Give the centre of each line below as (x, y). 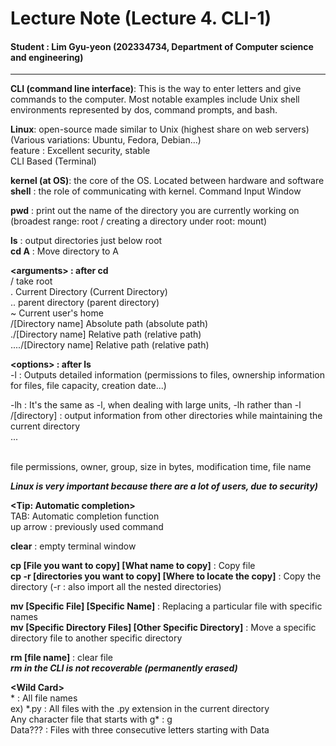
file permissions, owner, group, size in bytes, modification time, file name (161, 467)
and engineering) (47, 57)
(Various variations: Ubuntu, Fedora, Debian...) (106, 140)
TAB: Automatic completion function (85, 516)
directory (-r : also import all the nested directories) (116, 587)
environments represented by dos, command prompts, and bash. (144, 110)
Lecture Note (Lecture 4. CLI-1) (141, 18)
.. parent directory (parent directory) (85, 303)
